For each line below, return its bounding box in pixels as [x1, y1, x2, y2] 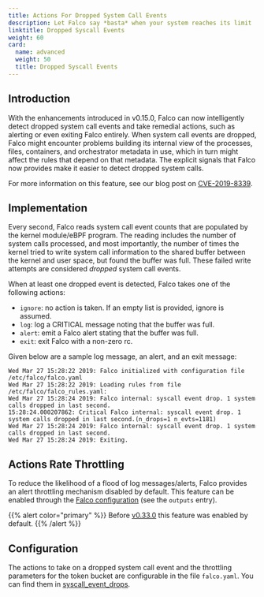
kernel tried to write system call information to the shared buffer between [8, 248, 246, 257]
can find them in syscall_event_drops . [8, 580, 131, 588]
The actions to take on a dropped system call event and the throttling [8, 563, 232, 572]
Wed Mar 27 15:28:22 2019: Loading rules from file [8, 381, 181, 389]
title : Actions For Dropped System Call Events [8, 11, 168, 20]
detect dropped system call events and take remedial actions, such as [8, 121, 235, 131]
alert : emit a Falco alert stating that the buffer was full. [19, 328, 199, 338]
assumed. [19, 312, 52, 321]
